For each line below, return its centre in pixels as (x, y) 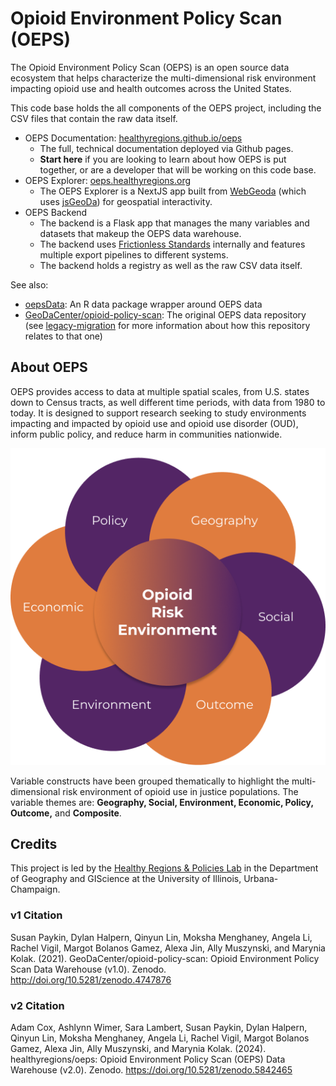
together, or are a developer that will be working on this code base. (178, 169)
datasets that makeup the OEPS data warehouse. (140, 233)
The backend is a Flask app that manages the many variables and (174, 223)
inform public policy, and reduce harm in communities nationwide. (146, 434)
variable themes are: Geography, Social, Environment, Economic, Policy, (162, 802)
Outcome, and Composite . (66, 813)
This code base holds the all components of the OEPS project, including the (166, 108)
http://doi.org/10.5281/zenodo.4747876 (91, 979)
